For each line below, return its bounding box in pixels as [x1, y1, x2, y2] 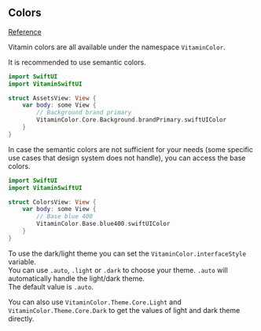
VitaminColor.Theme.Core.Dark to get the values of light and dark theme [8, 305, 241, 315]
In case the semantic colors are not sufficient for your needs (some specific [8, 144, 254, 154]
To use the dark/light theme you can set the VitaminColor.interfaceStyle [8, 249, 246, 258]
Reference [8, 27, 42, 36]
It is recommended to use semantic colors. [8, 57, 147, 67]
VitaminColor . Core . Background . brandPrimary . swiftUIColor [36, 116, 226, 124]
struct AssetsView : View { [8, 94, 97, 102]
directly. [8, 314, 35, 323]
